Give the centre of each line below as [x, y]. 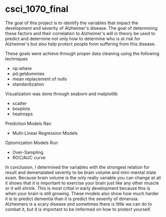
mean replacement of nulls [40, 79]
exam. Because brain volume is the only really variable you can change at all [83, 177]
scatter [20, 103]
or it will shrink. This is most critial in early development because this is [78, 188]
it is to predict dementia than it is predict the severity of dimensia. [72, 199]
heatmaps [23, 114]
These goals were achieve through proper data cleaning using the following [82, 54]
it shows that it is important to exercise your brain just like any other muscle [82, 183]
